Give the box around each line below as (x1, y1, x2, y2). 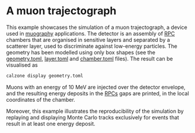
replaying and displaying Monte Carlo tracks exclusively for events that (6, 113, 180, 121)
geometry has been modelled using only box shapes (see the (6, 48, 156, 56)
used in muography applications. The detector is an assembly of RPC (6, 30, 175, 37)
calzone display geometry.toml (6, 73, 84, 79)
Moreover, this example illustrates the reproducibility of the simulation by (6, 108, 184, 115)
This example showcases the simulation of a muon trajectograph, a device (6, 24, 188, 31)
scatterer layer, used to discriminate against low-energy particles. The (6, 43, 178, 50)
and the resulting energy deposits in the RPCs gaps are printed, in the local (6, 90, 190, 97)
